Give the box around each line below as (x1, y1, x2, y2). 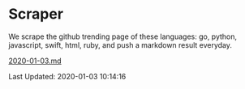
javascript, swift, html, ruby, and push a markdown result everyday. (8, 40, 233, 49)
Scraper (8, 5, 63, 23)
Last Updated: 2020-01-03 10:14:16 (8, 71, 127, 81)
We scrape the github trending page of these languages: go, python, (8, 32, 238, 41)
